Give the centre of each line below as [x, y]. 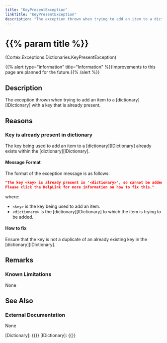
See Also [19, 301]
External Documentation [35, 315]
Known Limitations [28, 274]
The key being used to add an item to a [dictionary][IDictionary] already [78, 146]
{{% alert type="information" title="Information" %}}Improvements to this [80, 67]
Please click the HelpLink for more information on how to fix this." [80, 187]
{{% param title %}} [47, 43]
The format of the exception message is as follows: [58, 173]
